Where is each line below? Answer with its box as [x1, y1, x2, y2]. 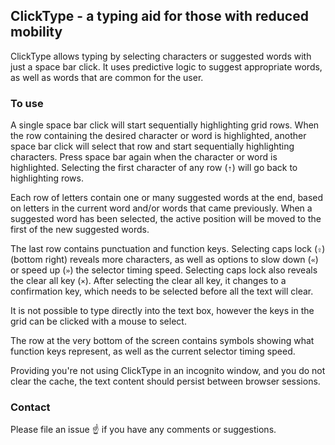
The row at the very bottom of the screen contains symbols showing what [10, 335, 315, 347]
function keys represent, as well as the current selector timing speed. [10, 345, 296, 358]
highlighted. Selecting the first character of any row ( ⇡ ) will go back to [10, 162, 298, 174]
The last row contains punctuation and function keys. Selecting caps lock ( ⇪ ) [10, 243, 326, 255]
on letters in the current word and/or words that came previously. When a [10, 202, 313, 214]
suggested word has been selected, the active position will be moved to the [10, 213, 322, 225]
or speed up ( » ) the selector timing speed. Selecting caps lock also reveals [10, 264, 318, 276]
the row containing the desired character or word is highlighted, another [10, 130, 307, 142]
